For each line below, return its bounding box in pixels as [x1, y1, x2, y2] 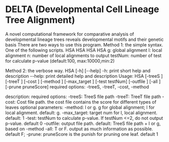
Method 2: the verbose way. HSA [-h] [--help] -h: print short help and [5, 67, 151, 74]
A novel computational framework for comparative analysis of [5, 31, 134, 37]
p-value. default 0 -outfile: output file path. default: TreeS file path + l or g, [5, 120, 161, 126]
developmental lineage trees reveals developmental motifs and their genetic [5, 36, 164, 42]
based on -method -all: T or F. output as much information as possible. [5, 125, 153, 132]
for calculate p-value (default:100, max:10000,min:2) [5, 58, 115, 64]
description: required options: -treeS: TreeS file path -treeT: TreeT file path [5, 93, 161, 100]
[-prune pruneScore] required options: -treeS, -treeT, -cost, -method [5, 83, 149, 89]
